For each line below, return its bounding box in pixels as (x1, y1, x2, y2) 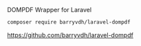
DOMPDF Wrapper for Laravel (7, 6, 91, 14)
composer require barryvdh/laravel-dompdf (7, 19, 131, 26)
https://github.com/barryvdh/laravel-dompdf (7, 30, 134, 39)
